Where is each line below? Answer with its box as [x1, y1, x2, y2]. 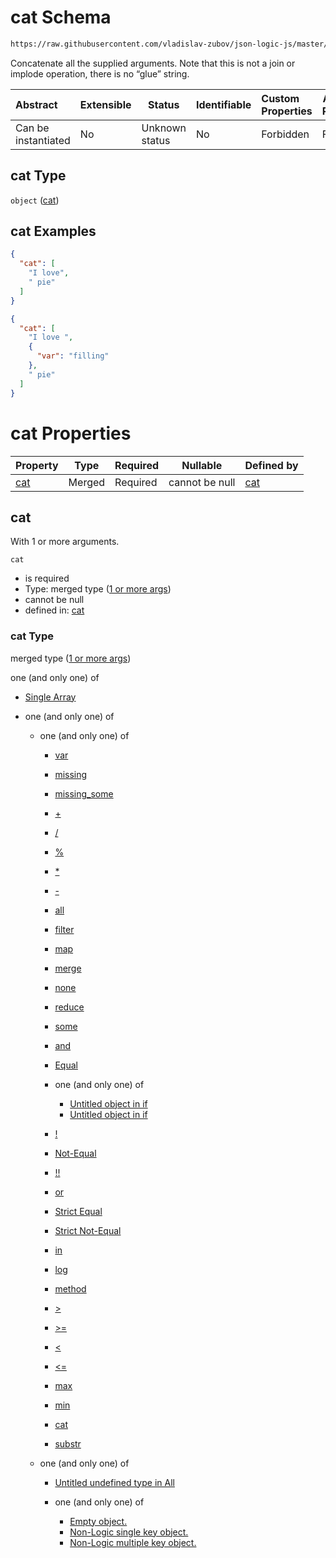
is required [24, 572, 70, 585]
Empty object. [69, 1515, 128, 1527]
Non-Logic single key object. [69, 1526, 189, 1538]
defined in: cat [24, 604, 85, 616]
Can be [15, 121, 50, 135]
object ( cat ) [10, 194, 60, 206]
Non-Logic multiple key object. [69, 1536, 197, 1548]
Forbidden [261, 127, 310, 141]
